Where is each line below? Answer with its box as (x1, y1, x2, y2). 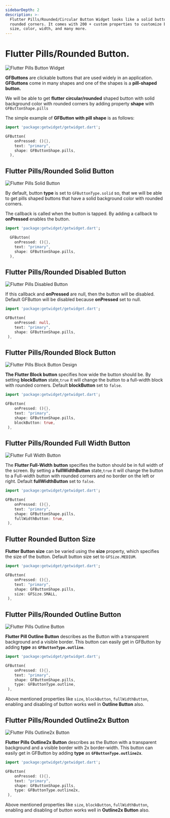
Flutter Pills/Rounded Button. (5, 48, 130, 60)
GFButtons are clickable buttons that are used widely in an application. (5, 75, 153, 81)
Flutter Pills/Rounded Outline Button (5, 610, 121, 619)
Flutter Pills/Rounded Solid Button (5, 167, 114, 175)
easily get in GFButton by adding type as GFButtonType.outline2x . (5, 750, 143, 756)
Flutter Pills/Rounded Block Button (5, 348, 116, 357)
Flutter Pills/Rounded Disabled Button (5, 268, 126, 276)
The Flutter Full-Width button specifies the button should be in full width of (5, 462, 163, 468)
